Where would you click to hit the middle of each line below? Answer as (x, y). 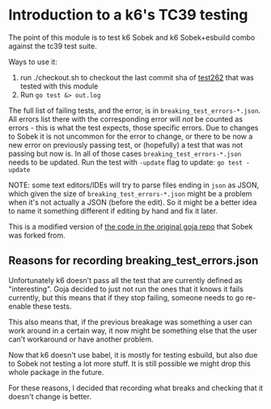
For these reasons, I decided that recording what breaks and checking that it (136, 388)
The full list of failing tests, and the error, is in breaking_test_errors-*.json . (135, 110)
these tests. (52, 306)
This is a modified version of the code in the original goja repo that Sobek (131, 226)
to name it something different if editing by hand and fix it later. (113, 211)
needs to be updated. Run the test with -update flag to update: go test (125, 162)
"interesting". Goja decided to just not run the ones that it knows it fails (126, 289)
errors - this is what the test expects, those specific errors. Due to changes (133, 127)
